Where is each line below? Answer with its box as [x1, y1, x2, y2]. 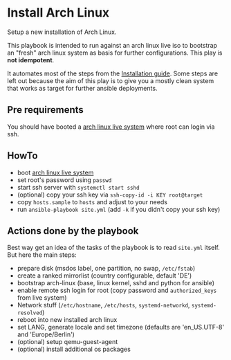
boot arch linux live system [17, 168, 94, 177]
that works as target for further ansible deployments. [7, 84, 158, 92]
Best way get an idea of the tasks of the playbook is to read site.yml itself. [7, 244, 220, 252]
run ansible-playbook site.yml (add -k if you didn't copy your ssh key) [17, 205, 221, 213]
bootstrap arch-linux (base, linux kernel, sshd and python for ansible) [17, 279, 215, 287]
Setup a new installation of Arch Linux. [7, 28, 117, 36]
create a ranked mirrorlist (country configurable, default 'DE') [17, 271, 192, 280]
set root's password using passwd [17, 175, 112, 184]
